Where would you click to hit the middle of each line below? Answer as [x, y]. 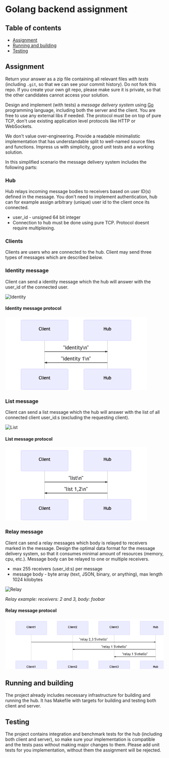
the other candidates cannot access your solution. [57, 95]
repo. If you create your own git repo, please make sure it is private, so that [83, 89]
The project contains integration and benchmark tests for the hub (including [84, 734]
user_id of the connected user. [37, 287]
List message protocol [29, 439]
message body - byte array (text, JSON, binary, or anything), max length [87, 574]
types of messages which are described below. [54, 257]
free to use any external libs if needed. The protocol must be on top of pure [83, 115]
